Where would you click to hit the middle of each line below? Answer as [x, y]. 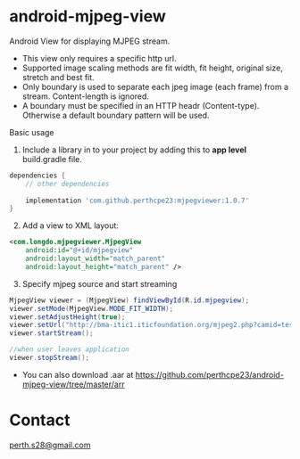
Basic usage [32, 132]
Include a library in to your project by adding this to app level [134, 150]
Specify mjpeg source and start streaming [100, 283]
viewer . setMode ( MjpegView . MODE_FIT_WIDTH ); [92, 308]
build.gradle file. [52, 159]
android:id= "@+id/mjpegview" [79, 250]
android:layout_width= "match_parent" [96, 259]
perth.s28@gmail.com [50, 445]
